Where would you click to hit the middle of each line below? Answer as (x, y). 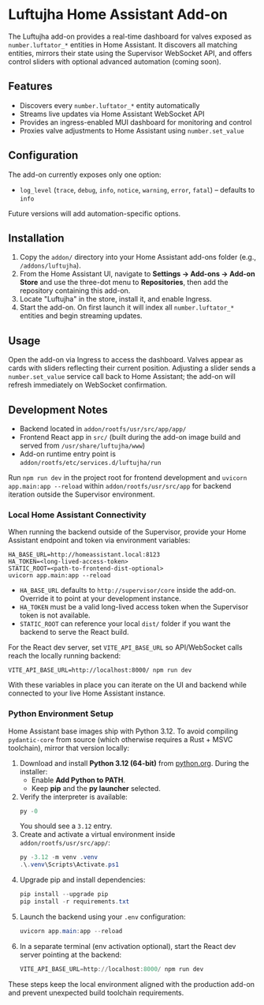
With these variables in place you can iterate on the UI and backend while (127, 685)
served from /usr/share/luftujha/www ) (82, 445)
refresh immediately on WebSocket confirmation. (88, 385)
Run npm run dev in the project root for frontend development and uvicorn (128, 478)
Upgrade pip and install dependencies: (82, 880)
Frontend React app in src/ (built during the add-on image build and (130, 437)
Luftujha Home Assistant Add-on (118, 15)
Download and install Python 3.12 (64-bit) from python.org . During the (134, 763)
